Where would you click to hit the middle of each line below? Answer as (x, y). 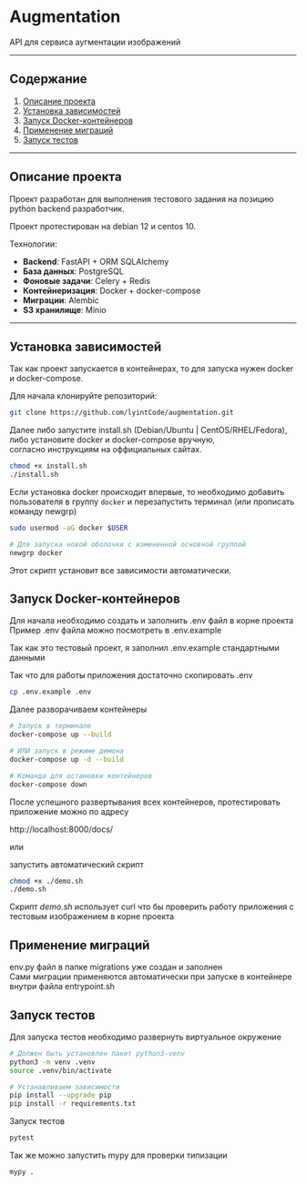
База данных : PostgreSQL (73, 271)
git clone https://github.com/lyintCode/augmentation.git (122, 413)
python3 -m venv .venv (52, 1062)
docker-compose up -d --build (67, 759)
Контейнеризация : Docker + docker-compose (112, 290)
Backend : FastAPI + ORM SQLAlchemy (96, 261)
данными (27, 658)
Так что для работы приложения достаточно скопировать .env (131, 675)
